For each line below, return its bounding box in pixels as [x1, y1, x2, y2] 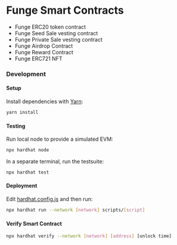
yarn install [6, 110, 39, 116]
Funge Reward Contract [14, 48, 73, 55]
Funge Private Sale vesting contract [14, 36, 103, 43]
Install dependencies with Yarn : [6, 98, 83, 105]
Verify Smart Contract [6, 220, 63, 227]
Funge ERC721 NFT [14, 55, 63, 62]
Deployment [6, 182, 38, 190]
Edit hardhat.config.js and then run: [6, 196, 93, 203]
